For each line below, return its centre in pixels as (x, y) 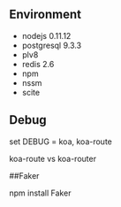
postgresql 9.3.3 (52, 45)
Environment (45, 15)
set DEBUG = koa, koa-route (60, 142)
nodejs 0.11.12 (46, 35)
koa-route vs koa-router (53, 158)
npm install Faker (40, 193)
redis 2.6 (38, 64)
